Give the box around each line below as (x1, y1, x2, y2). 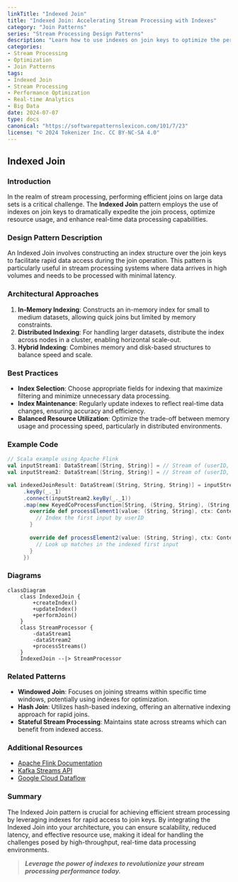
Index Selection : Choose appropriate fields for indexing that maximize (17, 384, 223, 392)
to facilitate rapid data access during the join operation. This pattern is (7, 256, 212, 265)
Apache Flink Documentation (17, 759, 103, 767)
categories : (7, 43, 42, 50)
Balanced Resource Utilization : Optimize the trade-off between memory (17, 414, 230, 422)
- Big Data (7, 103, 40, 110)
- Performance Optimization (7, 89, 91, 96)
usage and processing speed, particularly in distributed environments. (17, 422, 222, 430)
